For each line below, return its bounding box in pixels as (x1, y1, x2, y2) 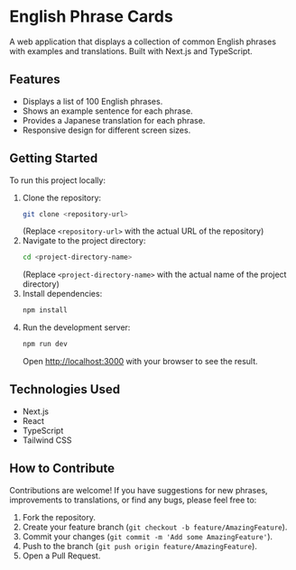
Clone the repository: (22, 192, 102, 203)
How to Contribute (9, 461, 116, 476)
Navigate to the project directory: (22, 235, 146, 246)
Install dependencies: (22, 289, 103, 299)
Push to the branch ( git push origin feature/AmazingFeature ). (22, 540, 257, 551)
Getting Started (9, 151, 98, 166)
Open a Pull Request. (22, 550, 101, 561)
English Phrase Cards (9, 6, 173, 27)
